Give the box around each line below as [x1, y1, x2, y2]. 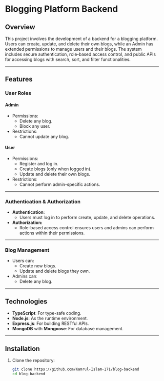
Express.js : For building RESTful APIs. [12, 321, 89, 326]
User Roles [5, 90, 32, 97]
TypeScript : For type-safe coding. [12, 310, 82, 316]
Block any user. [19, 123, 51, 129]
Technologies [5, 297, 48, 305]
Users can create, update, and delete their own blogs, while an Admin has [5, 41, 154, 47]
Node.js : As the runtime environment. [12, 316, 88, 321]
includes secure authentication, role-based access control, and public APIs [5, 51, 156, 57]
